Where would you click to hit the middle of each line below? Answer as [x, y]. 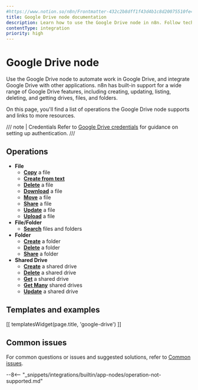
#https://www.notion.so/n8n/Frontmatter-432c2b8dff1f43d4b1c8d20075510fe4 [100, 12]
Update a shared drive [51, 291]
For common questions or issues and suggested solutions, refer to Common [98, 357]
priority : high [25, 34]
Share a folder [41, 254]
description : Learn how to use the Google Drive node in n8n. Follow [93, 22]
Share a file [37, 204]
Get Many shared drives [53, 285]
